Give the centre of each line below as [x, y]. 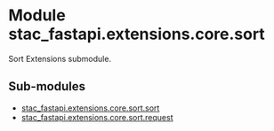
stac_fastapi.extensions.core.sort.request [97, 117]
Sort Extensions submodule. [60, 58]
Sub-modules [47, 86]
